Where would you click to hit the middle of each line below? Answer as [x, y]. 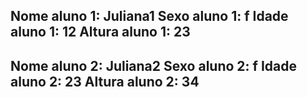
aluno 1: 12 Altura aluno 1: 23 [100, 32]
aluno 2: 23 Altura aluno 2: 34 [105, 81]
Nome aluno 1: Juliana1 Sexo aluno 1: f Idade [149, 16]
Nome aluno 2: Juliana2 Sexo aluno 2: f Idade [153, 65]
